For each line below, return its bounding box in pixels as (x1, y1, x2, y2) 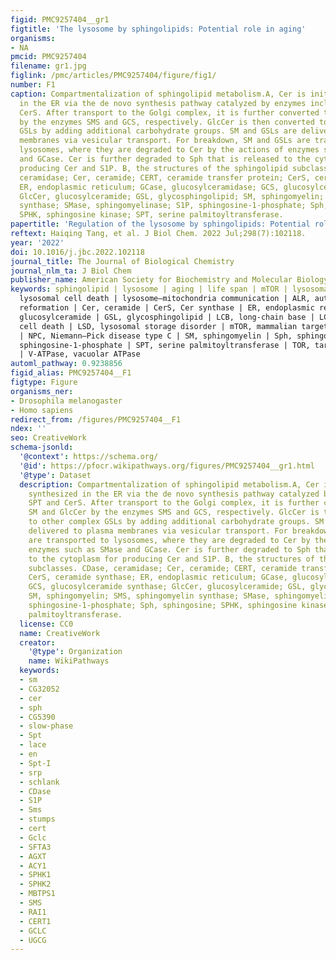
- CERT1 (19, 916, 52, 926)
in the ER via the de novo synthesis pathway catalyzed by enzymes (19, 98, 307, 108)
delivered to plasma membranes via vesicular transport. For (28, 526, 288, 536)
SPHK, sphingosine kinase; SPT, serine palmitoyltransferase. (19, 210, 284, 220)
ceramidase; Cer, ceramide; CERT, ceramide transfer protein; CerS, (19, 172, 311, 183)
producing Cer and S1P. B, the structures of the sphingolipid (19, 163, 288, 173)
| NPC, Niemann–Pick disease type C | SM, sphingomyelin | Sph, (19, 331, 293, 341)
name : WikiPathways (28, 656, 110, 666)
